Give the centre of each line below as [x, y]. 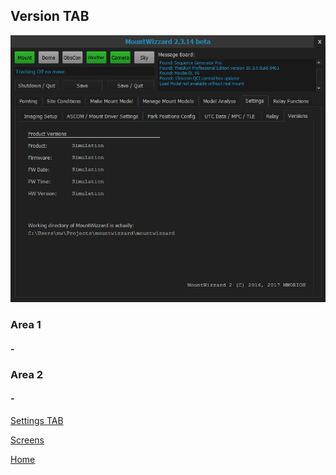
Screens [27, 440]
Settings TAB [37, 420]
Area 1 [26, 325]
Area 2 [27, 374]
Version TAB [50, 16]
